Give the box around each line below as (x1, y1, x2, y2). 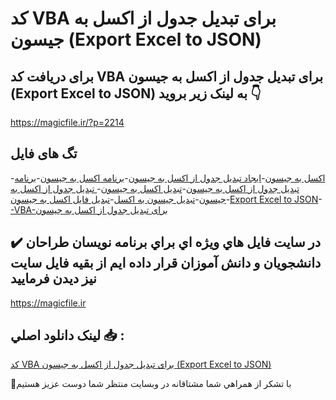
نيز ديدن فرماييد (10, 270, 97, 287)
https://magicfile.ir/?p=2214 (10, 117, 125, 128)
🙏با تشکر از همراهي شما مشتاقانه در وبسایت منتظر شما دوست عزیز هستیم (10, 378, 292, 390)
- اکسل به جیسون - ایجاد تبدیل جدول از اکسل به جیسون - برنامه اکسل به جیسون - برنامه (10, 172, 326, 184)
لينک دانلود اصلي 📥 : (10, 327, 125, 344)
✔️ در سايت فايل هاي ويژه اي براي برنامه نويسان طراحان (10, 234, 322, 251)
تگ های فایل (10, 145, 78, 162)
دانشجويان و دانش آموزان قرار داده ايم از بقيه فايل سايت (10, 255, 322, 272)
